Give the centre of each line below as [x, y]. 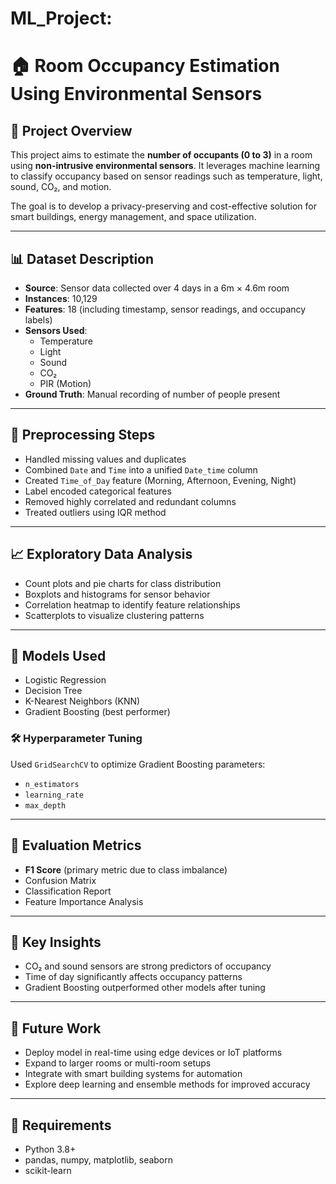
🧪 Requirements [61, 1125]
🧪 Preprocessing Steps [83, 435]
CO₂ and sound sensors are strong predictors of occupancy [148, 966]
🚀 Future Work [56, 1028]
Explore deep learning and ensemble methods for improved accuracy [167, 1084]
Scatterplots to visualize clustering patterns [114, 615]
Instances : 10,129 [61, 298]
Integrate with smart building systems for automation [133, 1074]
